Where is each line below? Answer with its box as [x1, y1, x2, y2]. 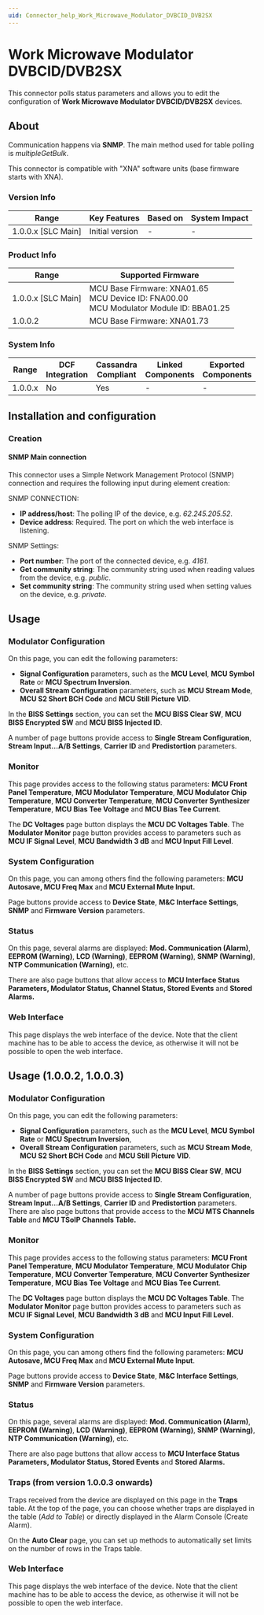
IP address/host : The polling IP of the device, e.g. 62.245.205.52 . [19, 509, 233, 518]
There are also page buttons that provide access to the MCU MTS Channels [8, 1207, 255, 1216]
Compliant [97, 369, 137, 381]
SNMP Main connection [8, 452, 87, 462]
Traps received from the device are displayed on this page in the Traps [8, 1494, 238, 1505]
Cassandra [95, 359, 137, 370]
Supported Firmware [120, 269, 200, 280]
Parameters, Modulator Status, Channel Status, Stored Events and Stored [8, 984, 253, 993]
